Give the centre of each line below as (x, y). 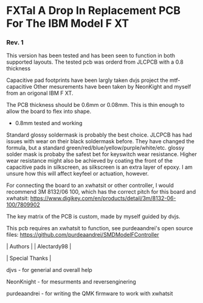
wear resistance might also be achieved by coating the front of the (90, 161)
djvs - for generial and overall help (49, 270)
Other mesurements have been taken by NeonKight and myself (112, 87)
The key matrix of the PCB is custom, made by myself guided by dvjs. (93, 217)
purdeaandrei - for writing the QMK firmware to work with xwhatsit (90, 294)
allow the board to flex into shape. (49, 111)
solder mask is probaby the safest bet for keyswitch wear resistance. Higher (102, 154)
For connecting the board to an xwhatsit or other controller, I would (90, 185)
